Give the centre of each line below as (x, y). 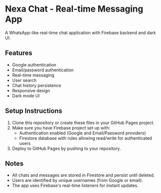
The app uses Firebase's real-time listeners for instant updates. (75, 186)
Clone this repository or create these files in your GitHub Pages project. (83, 123)
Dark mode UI (26, 96)
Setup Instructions (34, 111)
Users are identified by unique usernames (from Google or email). (78, 180)
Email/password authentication (43, 70)
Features (19, 53)
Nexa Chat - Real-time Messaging (74, 9)
